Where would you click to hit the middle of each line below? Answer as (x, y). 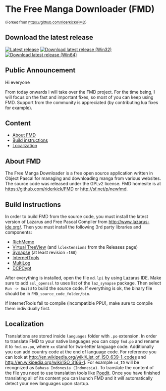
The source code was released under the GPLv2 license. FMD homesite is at (83, 184)
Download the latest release (49, 37)
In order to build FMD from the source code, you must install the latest (77, 216)
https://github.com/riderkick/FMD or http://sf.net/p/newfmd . (66, 189)
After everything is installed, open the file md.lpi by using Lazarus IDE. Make (83, 278)
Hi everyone (18, 82)
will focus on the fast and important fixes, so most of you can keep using (79, 97)
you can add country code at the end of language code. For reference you (81, 352)
